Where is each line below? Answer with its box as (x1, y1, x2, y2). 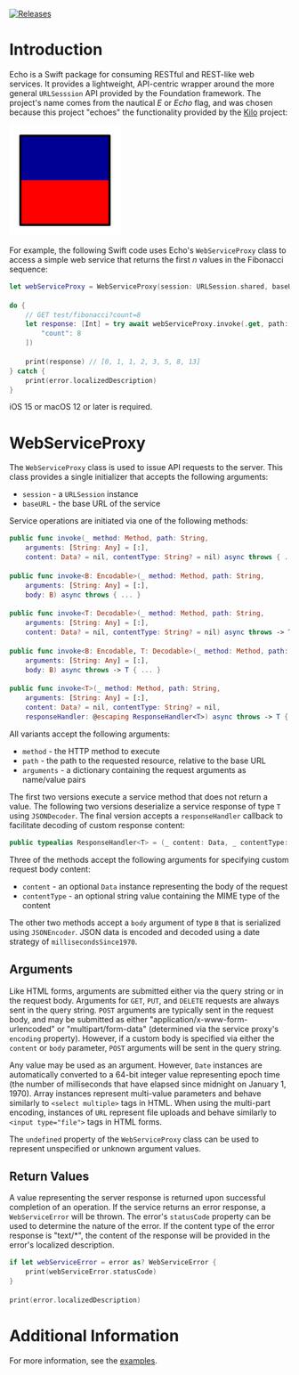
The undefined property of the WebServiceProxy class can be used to (9, 1134, 260, 1144)
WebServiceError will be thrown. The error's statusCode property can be (9, 1211, 271, 1222)
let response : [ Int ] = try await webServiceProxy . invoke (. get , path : (25, 320, 289, 329)
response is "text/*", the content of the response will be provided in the (9, 1230, 271, 1241)
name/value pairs (21, 774, 86, 785)
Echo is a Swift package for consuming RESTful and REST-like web (9, 69, 255, 79)
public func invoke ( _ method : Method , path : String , (9, 534, 209, 543)
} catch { (9, 366, 46, 376)
